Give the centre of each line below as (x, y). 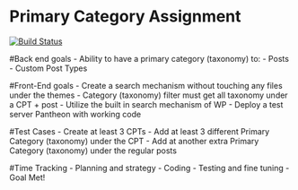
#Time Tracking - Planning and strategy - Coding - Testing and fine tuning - (149, 168)
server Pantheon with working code (75, 114)
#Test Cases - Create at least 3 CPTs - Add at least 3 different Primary (140, 131)
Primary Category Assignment (125, 17)
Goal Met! (27, 177)
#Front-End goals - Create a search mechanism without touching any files (146, 85)
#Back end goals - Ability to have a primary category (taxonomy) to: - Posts (149, 58)
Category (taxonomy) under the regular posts (93, 151)
